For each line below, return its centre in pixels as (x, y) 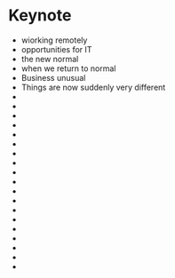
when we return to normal (68, 68)
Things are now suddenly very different (93, 87)
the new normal (50, 59)
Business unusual (53, 77)
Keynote (40, 16)
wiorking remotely (54, 40)
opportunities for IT (56, 49)
